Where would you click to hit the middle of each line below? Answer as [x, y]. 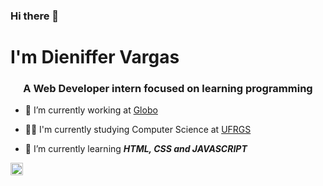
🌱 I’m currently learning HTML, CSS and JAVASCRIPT [136, 149]
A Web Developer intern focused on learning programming [168, 89]
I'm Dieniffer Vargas [95, 57]
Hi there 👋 [35, 16]
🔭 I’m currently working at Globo [91, 110]
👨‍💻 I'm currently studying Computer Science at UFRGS [138, 130]
